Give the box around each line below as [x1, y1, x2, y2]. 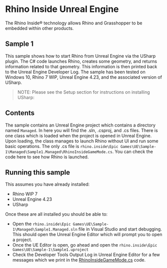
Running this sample [5, 168, 70, 176]
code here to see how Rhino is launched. [5, 153, 89, 160]
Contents [5, 109, 35, 118]
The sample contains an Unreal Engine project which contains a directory [5, 122, 156, 128]
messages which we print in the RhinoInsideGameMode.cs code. [12, 257, 146, 263]
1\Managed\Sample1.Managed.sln [12, 227, 78, 232]
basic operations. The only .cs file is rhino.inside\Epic [5, 143, 119, 149]
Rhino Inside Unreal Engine [5, 3, 119, 15]
